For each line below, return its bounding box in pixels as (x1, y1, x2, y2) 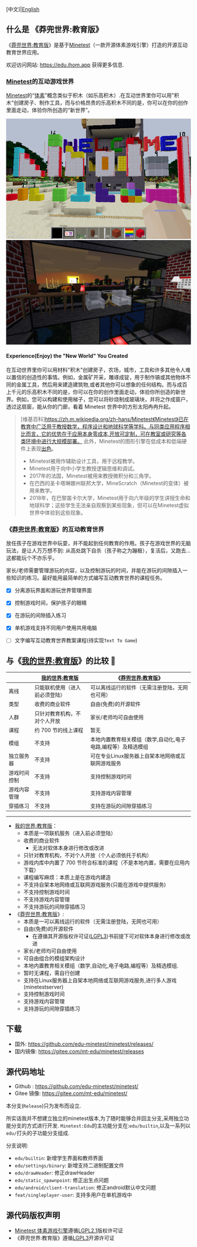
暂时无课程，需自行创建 (23, 969, 80, 976)
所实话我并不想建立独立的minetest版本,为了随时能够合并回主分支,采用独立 (6, 1115, 184, 1122)
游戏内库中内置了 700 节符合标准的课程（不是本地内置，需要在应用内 (23, 859, 190, 866)
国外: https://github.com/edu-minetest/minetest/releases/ (14, 1040, 154, 1047)
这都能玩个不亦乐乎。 (6, 555, 57, 562)
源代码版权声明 (6, 1210, 60, 1221)
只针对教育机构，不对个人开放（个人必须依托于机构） (23, 851, 152, 858)
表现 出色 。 (30, 445, 57, 452)
